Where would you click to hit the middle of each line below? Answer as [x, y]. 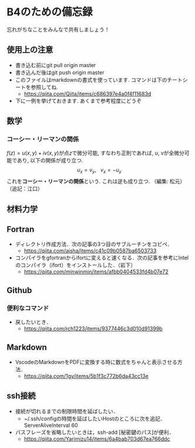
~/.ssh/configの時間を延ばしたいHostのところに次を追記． [95, 419]
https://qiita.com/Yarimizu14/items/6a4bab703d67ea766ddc [97, 439]
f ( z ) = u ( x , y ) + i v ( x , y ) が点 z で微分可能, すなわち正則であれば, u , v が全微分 [95, 153]
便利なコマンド [28, 308]
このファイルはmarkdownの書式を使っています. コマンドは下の [91, 79]
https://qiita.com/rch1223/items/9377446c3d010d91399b [93, 329]
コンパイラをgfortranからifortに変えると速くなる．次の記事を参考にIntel [102, 258]
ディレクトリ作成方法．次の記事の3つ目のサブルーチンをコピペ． [94, 244]
